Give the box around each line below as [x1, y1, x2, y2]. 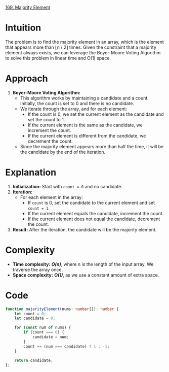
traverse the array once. [12, 266, 63, 273]
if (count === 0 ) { [23, 330, 65, 335]
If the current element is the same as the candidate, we [27, 122, 143, 128]
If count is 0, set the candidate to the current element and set [27, 199, 155, 206]
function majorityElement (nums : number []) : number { [5, 307, 119, 312]
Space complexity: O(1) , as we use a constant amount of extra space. [12, 272, 159, 278]
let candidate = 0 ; [14, 316, 56, 321]
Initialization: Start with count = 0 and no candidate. [12, 183, 122, 189]
